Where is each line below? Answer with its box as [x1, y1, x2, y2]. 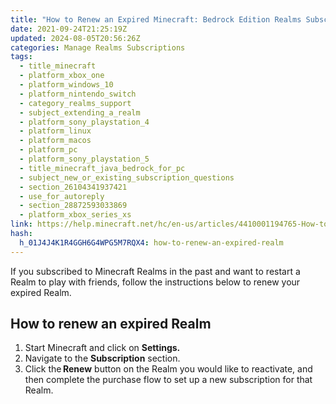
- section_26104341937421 [19, 182, 128, 192]
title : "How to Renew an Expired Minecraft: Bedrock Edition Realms [10, 14, 302, 25]
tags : [10, 52, 33, 62]
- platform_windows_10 [19, 80, 114, 90]
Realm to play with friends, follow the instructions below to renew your [10, 276, 301, 288]
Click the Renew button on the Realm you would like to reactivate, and [24, 363, 313, 375]
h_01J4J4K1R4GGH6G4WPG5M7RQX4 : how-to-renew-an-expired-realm [19, 237, 284, 248]
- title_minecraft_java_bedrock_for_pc [19, 163, 186, 173]
